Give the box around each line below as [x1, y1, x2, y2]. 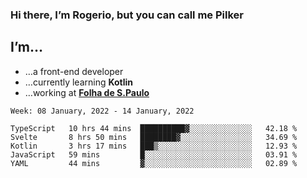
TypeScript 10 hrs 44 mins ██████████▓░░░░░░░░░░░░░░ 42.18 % [10, 123, 298, 133]
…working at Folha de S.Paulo [24, 86, 150, 98]
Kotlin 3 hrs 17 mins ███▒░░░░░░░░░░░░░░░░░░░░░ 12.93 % [10, 141, 298, 151]
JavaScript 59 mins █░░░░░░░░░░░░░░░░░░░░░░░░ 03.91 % [10, 149, 298, 160]
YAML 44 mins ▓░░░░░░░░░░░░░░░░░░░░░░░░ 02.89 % [10, 158, 298, 168]
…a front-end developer [24, 65, 124, 77]
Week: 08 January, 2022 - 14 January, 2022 [10, 106, 195, 116]
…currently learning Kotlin [24, 76, 134, 88]
